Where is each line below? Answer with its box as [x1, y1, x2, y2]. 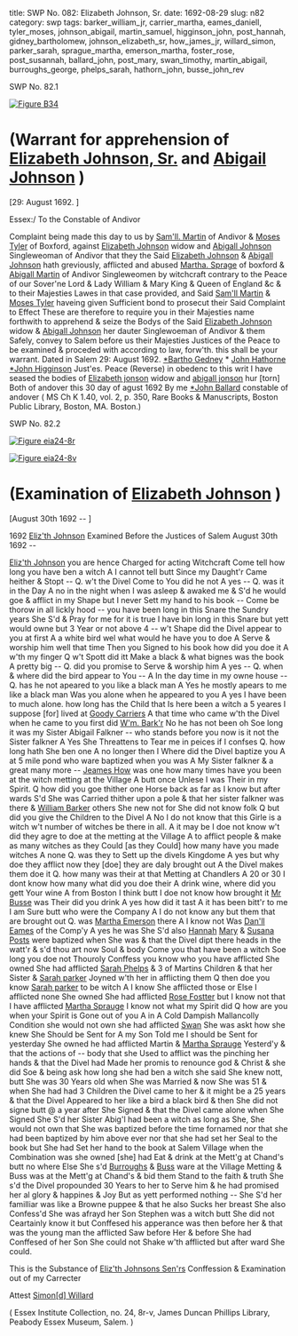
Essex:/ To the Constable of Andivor [9, 213, 141, 225]
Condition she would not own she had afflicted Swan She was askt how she [9, 1019, 286, 1030]
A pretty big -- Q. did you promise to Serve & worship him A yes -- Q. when [9, 661, 284, 672]
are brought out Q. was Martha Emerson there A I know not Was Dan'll [9, 915, 265, 926]
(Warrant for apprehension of [9, 130, 230, 150]
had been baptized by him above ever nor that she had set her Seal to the [9, 1133, 278, 1143]
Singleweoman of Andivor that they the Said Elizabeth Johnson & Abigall [9, 250, 273, 260]
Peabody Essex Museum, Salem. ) [9, 1316, 134, 1327]
